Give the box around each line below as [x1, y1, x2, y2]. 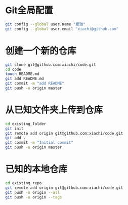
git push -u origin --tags [5, 194, 62, 200]
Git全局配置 [5, 5, 53, 16]
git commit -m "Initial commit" [5, 140, 73, 145]
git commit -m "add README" [5, 81, 65, 86]
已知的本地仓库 [5, 163, 68, 175]
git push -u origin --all [5, 190, 60, 195]
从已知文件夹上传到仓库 [5, 104, 103, 116]
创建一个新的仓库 [5, 45, 77, 56]
